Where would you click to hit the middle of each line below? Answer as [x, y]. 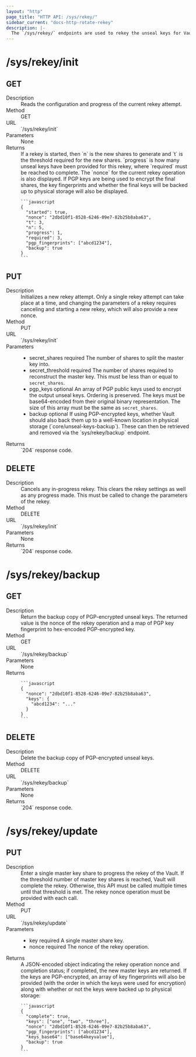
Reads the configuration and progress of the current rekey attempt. [101, 104]
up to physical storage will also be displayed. [74, 192]
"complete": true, [48, 1016]
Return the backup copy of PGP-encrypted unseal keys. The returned [104, 616]
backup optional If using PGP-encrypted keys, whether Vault [102, 414]
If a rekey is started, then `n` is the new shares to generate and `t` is [102, 154]
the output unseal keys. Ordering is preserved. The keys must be [107, 395]
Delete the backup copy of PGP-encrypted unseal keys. [87, 758]
